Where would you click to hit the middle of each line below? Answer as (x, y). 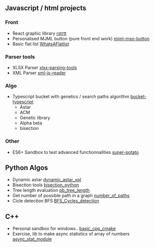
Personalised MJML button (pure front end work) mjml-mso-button (81, 38)
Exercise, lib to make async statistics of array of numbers (71, 234)
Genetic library (35, 118)
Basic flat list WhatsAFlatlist (41, 44)
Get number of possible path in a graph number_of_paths (71, 196)
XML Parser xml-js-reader (39, 73)
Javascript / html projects (46, 8)
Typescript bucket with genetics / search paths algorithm (71, 97)
